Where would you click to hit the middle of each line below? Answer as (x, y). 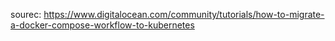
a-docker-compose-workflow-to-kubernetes (102, 25)
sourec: (26, 14)
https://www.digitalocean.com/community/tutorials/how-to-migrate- (184, 14)
